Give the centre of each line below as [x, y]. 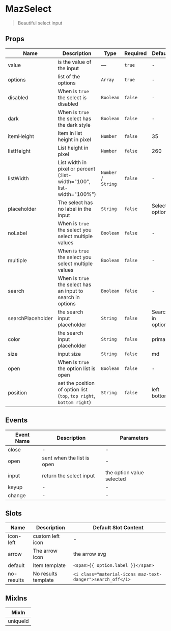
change [17, 495]
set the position [76, 383]
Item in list [70, 133]
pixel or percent [77, 168]
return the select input [68, 475]
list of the [69, 76]
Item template [49, 565]
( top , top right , [77, 396]
